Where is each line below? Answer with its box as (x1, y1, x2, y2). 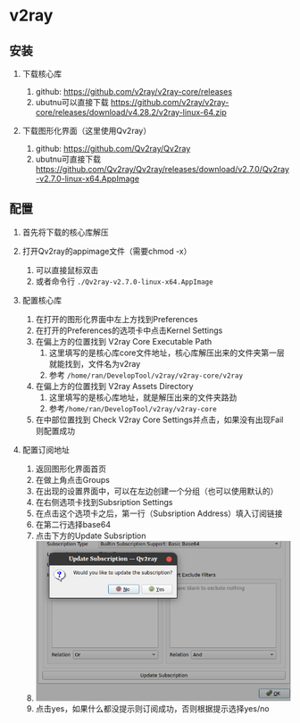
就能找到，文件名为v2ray (48, 358, 141, 369)
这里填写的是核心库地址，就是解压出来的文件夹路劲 (48, 392, 237, 403)
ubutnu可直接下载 (35, 154, 101, 164)
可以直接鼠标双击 (35, 264, 99, 275)
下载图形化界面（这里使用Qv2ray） (21, 126, 152, 136)
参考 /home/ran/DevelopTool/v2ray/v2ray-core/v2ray (48, 370, 244, 380)
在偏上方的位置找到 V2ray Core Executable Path (35, 336, 212, 346)
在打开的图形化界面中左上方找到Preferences (35, 313, 198, 324)
